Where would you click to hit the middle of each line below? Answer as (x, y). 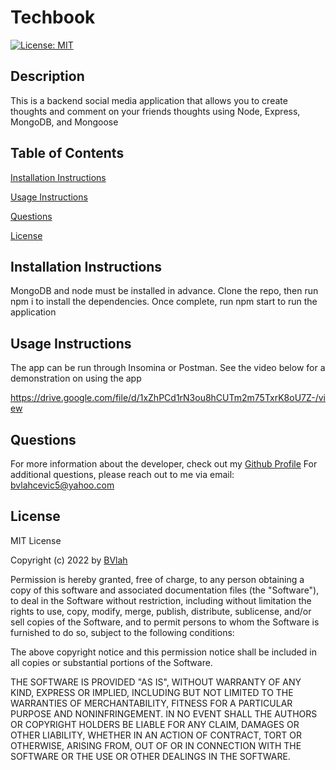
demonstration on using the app (76, 378)
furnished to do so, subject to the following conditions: (122, 632)
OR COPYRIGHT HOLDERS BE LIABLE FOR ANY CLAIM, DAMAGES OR (155, 724)
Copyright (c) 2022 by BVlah (69, 560)
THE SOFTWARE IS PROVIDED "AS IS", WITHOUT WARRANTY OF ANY (156, 682)
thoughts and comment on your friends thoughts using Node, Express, (155, 111)
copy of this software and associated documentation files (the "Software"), (165, 590)
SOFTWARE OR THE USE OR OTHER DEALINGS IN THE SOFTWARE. (150, 756)
